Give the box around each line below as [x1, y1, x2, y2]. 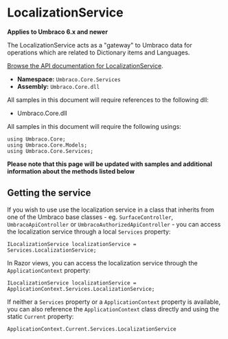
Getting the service [7, 187, 91, 199]
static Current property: [7, 312, 74, 320]
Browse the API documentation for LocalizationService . [7, 61, 163, 70]
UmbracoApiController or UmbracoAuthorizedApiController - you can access [7, 220, 221, 228]
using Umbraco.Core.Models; [7, 141, 88, 149]
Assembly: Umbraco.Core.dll [16, 82, 100, 90]
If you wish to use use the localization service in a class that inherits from [7, 205, 215, 214]
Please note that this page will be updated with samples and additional [7, 160, 213, 168]
